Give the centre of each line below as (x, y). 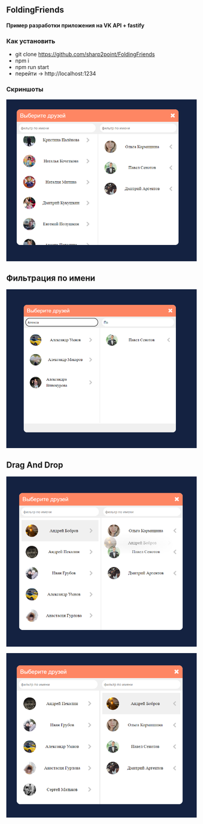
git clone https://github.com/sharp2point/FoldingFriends (85, 55)
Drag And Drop (35, 465)
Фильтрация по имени (51, 278)
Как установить (31, 41)
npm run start (32, 67)
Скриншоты (25, 89)
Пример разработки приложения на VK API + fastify (76, 25)
